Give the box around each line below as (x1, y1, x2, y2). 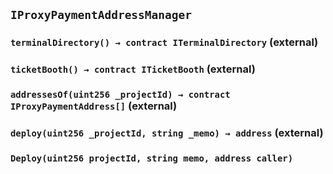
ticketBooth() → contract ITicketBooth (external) (10, 62, 256, 76)
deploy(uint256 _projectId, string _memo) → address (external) (10, 126, 324, 140)
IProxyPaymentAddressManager (10, 8, 193, 23)
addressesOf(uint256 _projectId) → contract (10, 89, 231, 101)
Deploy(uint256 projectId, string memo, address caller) (10, 153, 294, 164)
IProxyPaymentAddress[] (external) (10, 99, 178, 113)
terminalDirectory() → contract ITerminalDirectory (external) (10, 35, 319, 49)
